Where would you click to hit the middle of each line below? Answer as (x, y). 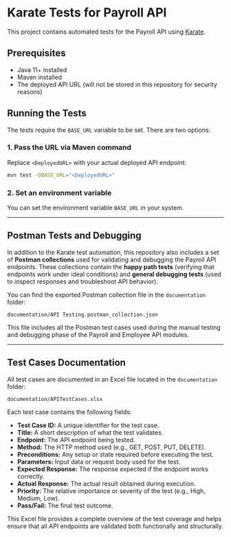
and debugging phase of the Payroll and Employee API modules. (98, 334)
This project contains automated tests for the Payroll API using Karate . (107, 32)
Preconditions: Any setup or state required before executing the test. (115, 454)
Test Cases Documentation (66, 363)
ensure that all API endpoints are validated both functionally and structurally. (115, 526)
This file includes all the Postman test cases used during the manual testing (114, 327)
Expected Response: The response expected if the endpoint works (112, 469)
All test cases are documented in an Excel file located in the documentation (112, 379)
